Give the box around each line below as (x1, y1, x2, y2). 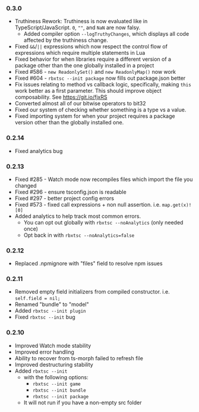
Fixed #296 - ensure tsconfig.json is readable (14, 188, 127, 195)
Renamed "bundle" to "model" (14, 301, 89, 308)
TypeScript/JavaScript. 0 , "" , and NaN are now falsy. (14, 24, 141, 31)
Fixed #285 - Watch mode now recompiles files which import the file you (14, 176, 193, 183)
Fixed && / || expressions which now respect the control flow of (14, 43, 168, 50)
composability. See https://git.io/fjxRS (14, 93, 108, 101)
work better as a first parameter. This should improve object (14, 88, 162, 95)
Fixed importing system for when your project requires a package (14, 113, 175, 120)
